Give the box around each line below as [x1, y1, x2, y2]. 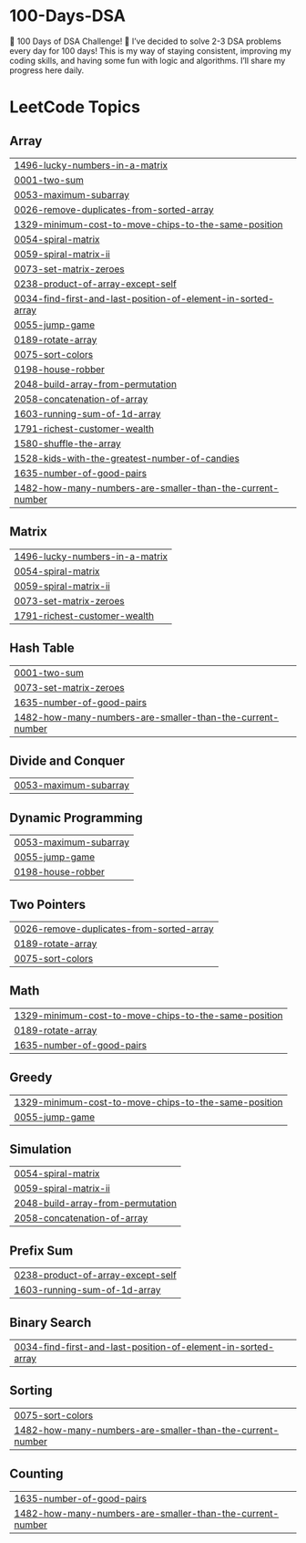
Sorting [9, 1383, 53, 1399]
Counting [9, 1466, 64, 1482]
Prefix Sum [9, 1243, 74, 1258]
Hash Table [9, 641, 75, 656]
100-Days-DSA [9, 5, 126, 26]
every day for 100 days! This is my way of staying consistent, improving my [9, 45, 291, 56]
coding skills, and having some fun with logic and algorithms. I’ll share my [9, 55, 286, 66]
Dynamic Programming [9, 809, 143, 826]
